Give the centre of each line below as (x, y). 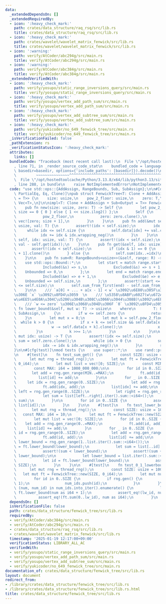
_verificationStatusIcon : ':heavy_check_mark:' (60, 148)
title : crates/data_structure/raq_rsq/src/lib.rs (66, 33)
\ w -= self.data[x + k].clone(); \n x (87, 327)
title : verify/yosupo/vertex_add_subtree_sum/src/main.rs (75, 120)
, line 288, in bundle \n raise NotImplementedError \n (74, 185)
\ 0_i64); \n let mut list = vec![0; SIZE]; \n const (84, 364)
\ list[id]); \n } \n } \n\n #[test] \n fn (73, 405)
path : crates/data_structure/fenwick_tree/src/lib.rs (66, 511)
